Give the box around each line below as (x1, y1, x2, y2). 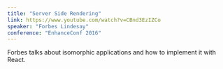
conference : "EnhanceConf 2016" (7, 29, 101, 37)
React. (7, 56, 26, 64)
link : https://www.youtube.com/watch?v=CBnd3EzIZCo (7, 17, 161, 23)
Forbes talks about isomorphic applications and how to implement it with (7, 48, 217, 57)
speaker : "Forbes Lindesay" (7, 23, 89, 30)
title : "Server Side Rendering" (7, 10, 101, 17)
